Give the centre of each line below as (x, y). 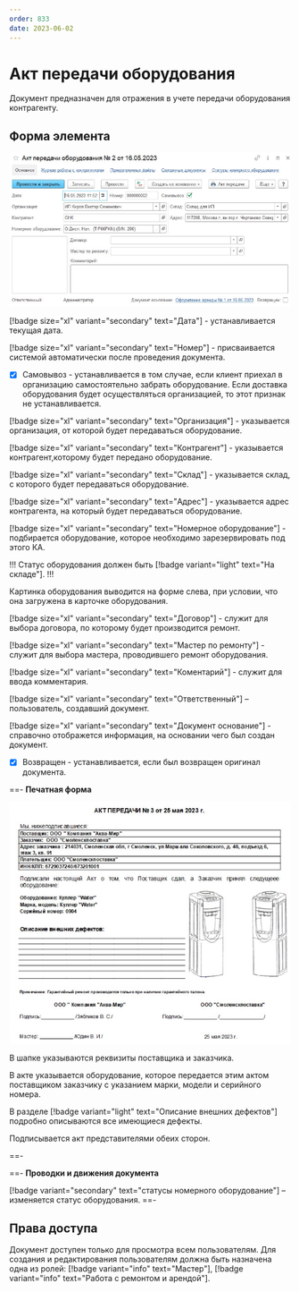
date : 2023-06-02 (42, 28)
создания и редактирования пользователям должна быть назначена (141, 1259)
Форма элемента (60, 136)
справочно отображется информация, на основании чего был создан (142, 735)
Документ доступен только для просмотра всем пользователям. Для (143, 1250)
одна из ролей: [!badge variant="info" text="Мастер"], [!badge (126, 1269)
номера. (25, 1094)
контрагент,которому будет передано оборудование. (111, 457)
